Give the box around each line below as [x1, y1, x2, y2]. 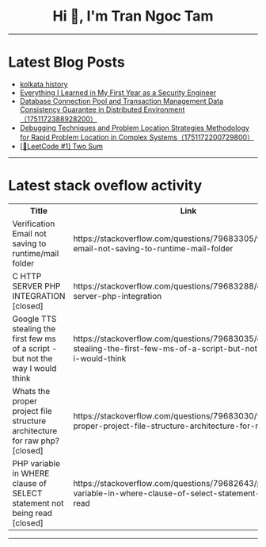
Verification [12, 218, 55, 229]
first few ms [12, 333, 57, 344]
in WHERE [12, 468, 50, 479]
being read [12, 507, 53, 518]
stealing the [12, 323, 56, 334]
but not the [12, 353, 53, 364]
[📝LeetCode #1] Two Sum [19, 141, 104, 151]
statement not [12, 497, 64, 508]
